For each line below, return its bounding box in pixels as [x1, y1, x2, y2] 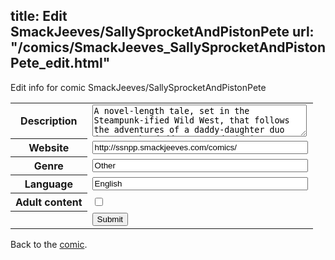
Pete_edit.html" [10, 55, 111, 72]
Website [28, 141, 70, 155]
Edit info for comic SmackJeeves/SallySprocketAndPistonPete [10, 81, 267, 93]
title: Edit [10, 8, 68, 25]
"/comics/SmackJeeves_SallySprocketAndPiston [10, 39, 326, 56]
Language [24, 177, 73, 191]
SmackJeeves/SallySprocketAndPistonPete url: [10, 24, 315, 41]
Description [20, 114, 78, 128]
